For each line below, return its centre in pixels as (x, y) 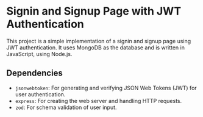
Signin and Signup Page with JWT (94, 11)
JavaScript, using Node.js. (39, 54)
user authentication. (40, 94)
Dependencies (34, 73)
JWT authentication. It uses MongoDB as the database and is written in (95, 48)
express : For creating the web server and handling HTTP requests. (98, 101)
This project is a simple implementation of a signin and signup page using (99, 41)
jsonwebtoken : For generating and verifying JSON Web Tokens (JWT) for (106, 88)
